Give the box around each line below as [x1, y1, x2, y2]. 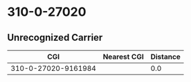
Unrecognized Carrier [7, 32, 103, 43]
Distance [150, 52, 181, 61]
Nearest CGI [102, 52, 144, 61]
